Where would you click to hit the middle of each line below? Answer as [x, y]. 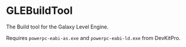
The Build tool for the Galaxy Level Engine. [58, 27]
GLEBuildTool [40, 11]
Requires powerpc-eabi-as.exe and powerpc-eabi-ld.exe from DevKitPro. [93, 38]
